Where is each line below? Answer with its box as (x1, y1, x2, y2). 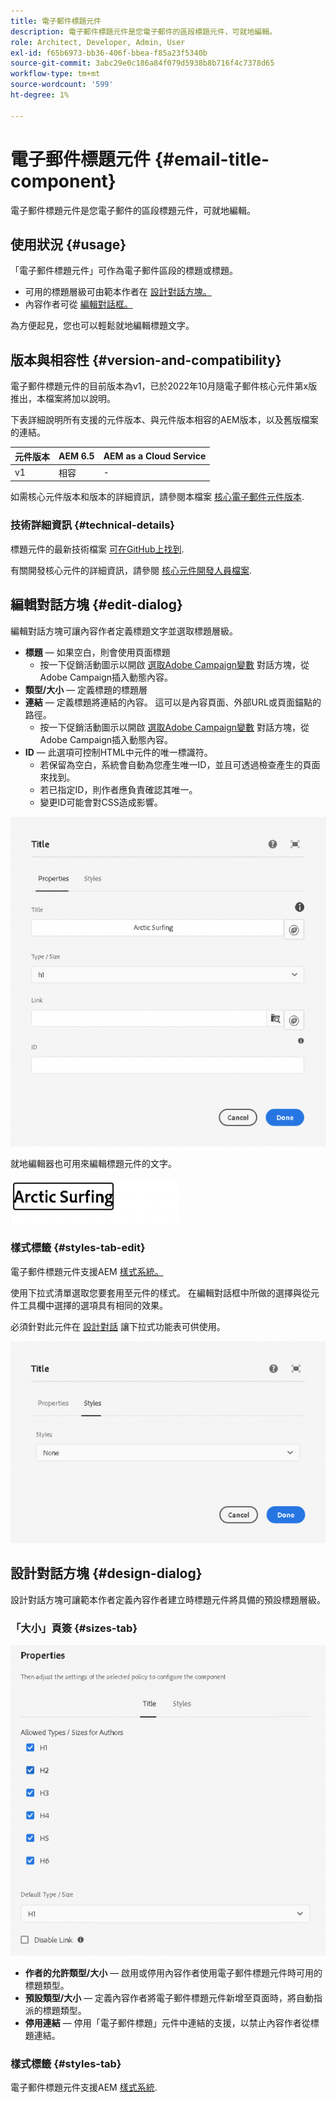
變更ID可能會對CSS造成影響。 (39, 796, 163, 808)
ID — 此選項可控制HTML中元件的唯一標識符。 (24, 746, 213, 758)
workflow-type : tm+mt (10, 69, 101, 79)
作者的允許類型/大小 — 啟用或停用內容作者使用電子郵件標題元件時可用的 (24, 1966, 323, 1979)
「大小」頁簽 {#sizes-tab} (10, 1621, 138, 1635)
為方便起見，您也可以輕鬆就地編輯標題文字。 (10, 320, 195, 332)
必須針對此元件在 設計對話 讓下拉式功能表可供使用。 (10, 1320, 226, 1332)
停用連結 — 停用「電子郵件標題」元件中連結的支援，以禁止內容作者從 (24, 2016, 311, 2029)
